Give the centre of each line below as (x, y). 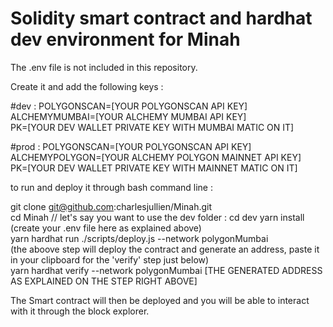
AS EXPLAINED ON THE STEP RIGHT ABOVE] (104, 281)
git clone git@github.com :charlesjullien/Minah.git (111, 206)
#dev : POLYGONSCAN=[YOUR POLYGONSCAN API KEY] (129, 106)
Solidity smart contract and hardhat (161, 18)
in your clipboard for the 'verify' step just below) (110, 259)
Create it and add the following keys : (87, 86)
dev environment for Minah (125, 39)
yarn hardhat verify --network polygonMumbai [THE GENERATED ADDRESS (166, 270)
